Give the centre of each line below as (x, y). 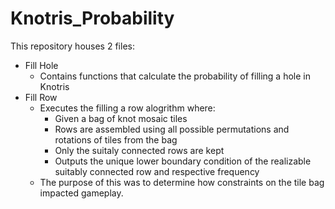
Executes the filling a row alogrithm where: (127, 108)
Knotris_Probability (92, 18)
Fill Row (41, 97)
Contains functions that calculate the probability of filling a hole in (175, 76)
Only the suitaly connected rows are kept (139, 150)
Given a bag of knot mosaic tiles (121, 118)
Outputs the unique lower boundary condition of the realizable (183, 161)
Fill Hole (41, 65)
